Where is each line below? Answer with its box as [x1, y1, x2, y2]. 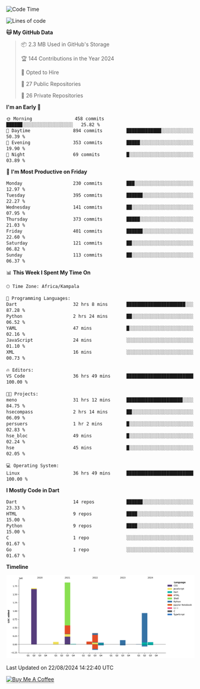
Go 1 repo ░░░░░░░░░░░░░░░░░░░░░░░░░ [6, 547, 194, 553]
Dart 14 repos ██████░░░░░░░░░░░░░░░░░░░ [6, 499, 194, 505]
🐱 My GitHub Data [6, 29, 54, 36]
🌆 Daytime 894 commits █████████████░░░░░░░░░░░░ [6, 128, 194, 134]
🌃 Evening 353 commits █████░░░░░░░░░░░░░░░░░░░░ [6, 140, 194, 146]
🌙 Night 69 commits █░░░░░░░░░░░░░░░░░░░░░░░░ [6, 152, 194, 158]
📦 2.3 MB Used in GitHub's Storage [20, 41, 110, 48]
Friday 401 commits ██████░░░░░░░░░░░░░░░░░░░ [6, 228, 194, 234]
